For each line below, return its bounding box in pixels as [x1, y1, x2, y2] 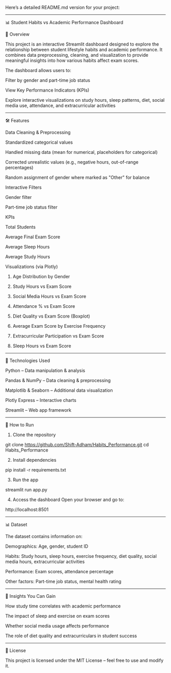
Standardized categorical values [5, 139, 73, 145]
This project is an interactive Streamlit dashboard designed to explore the [5, 41, 159, 47]
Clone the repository [12, 432, 56, 438]
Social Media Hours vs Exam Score [12, 294, 87, 299]
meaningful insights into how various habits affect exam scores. [5, 57, 139, 63]
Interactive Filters [5, 184, 42, 190]
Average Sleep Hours [5, 244, 50, 250]
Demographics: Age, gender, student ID [5, 543, 89, 549]
